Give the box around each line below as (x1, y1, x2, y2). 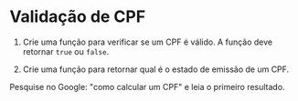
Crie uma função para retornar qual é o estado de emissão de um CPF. (22, 64, 290, 75)
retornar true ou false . (22, 45, 110, 56)
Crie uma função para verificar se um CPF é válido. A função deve (22, 36, 272, 47)
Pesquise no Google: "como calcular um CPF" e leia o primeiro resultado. (9, 81, 285, 92)
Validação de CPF (9, 6, 146, 27)
